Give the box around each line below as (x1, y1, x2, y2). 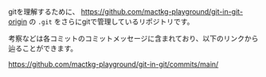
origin (8, 17, 28, 26)
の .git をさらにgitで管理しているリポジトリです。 (29, 17, 194, 26)
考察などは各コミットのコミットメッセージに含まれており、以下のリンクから (8, 34, 259, 43)
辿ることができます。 (8, 44, 78, 53)
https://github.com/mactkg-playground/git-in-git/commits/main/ (8, 60, 219, 69)
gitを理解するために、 (8, 7, 80, 16)
